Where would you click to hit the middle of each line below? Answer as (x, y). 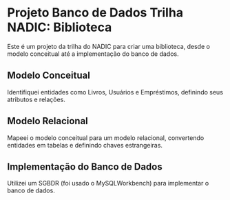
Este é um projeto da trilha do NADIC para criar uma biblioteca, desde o (108, 46)
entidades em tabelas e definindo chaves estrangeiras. (85, 145)
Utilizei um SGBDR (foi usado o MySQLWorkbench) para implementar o (108, 183)
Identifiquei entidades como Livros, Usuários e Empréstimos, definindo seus (115, 92)
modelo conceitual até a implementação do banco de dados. (93, 54)
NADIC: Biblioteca (60, 27)
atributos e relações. (36, 99)
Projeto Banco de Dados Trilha (95, 13)
